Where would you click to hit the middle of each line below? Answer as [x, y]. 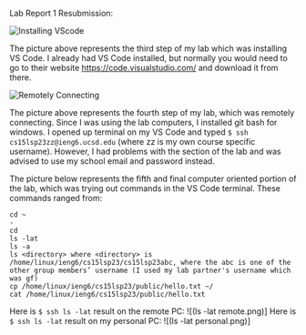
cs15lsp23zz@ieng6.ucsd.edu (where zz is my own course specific [133, 142]
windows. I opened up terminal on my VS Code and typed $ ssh [129, 132]
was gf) [24, 279]
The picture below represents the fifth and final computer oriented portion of [153, 178]
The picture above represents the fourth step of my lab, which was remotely [152, 112]
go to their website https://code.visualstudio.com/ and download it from [144, 68]
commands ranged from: [56, 198]
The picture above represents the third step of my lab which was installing [148, 48]
